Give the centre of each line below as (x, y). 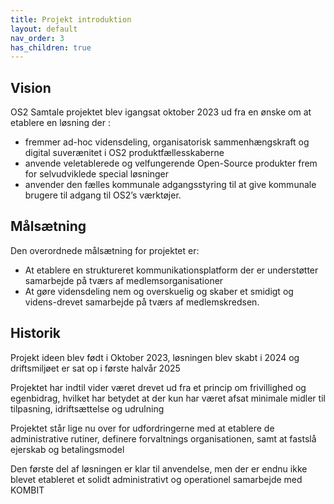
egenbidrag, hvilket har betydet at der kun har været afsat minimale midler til (168, 398)
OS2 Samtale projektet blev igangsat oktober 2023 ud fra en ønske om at (161, 112)
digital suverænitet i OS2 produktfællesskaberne (124, 153)
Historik (36, 333)
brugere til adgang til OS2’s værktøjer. (103, 195)
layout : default (44, 29)
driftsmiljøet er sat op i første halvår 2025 (95, 368)
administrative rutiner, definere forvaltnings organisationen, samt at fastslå (163, 438)
